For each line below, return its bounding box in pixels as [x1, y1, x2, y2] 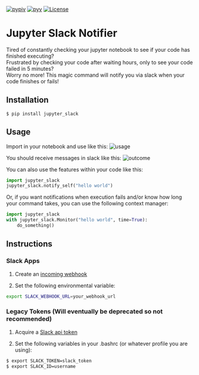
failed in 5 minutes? [6, 65, 54, 72]
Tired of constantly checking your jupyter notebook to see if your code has [6, 46, 191, 53]
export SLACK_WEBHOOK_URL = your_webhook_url [6, 293, 116, 299]
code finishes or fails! [6, 77, 60, 85]
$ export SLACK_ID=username [6, 363, 76, 369]
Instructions [6, 239, 52, 249]
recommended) [6, 315, 52, 323]
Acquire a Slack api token [14, 328, 77, 336]
